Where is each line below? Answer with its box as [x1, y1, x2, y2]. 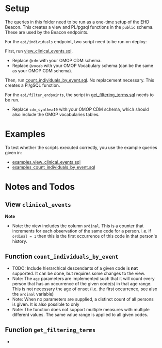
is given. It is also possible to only [12, 301, 80, 307]
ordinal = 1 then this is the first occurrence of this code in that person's [12, 233, 158, 239]
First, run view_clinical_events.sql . [5, 48, 73, 54]
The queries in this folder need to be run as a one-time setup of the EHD [5, 19, 149, 25]
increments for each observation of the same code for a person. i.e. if [12, 228, 151, 233]
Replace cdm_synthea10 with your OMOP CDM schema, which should [12, 106, 149, 112]
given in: [5, 149, 22, 155]
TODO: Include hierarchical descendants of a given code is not [12, 265, 138, 271]
